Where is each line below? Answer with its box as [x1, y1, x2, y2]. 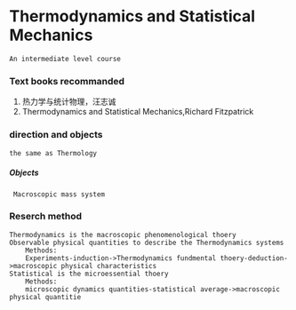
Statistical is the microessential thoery [9, 269, 169, 278]
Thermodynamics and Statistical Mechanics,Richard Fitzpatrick [21, 107, 254, 117]
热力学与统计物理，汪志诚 [21, 96, 116, 107]
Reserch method [9, 211, 83, 223]
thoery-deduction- [220, 253, 289, 263]
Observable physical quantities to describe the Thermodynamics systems [9, 238, 284, 247]
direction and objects [9, 129, 103, 141]
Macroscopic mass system [12, 189, 105, 199]
